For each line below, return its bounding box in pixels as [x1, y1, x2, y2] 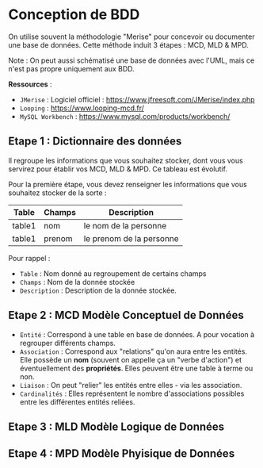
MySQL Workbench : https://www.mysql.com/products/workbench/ [19, 111, 231, 121]
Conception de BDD [8, 6, 140, 24]
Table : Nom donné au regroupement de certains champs [19, 268, 207, 278]
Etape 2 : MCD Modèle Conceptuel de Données [8, 309, 244, 322]
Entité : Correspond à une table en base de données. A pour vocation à [19, 329, 255, 339]
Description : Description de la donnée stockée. [19, 286, 177, 295]
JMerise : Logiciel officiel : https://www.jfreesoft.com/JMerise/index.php [19, 94, 255, 104]
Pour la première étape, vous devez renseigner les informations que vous [8, 179, 247, 189]
